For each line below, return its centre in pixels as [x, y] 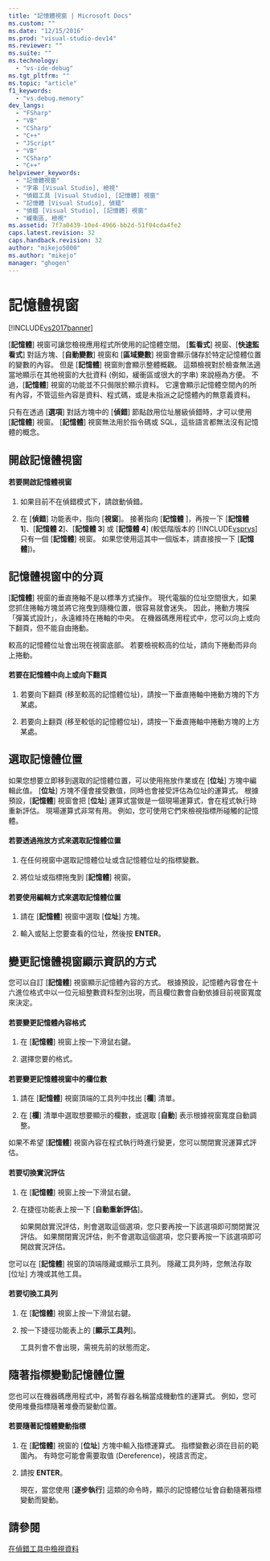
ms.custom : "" [32, 23]
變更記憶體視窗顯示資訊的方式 [82, 961]
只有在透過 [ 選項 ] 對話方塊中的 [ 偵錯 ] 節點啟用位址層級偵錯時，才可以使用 [130, 412]
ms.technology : [34, 61]
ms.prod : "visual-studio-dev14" [62, 38]
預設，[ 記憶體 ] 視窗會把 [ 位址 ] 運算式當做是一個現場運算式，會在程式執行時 [133, 800]
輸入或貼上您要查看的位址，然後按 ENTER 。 [92, 934]
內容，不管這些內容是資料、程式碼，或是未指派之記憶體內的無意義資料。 [135, 395]
